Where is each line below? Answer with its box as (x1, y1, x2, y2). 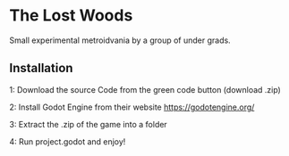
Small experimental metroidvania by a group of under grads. (9, 35, 231, 45)
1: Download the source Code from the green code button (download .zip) (9, 84, 282, 94)
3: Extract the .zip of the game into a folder (9, 119, 167, 129)
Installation (9, 61, 73, 76)
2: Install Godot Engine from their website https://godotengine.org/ (9, 102, 255, 112)
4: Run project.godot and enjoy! (9, 135, 126, 147)
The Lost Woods (9, 5, 133, 26)
